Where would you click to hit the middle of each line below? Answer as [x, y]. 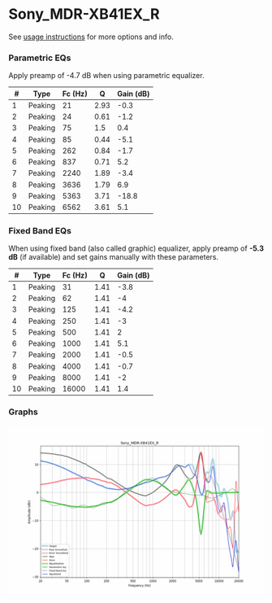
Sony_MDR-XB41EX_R [84, 14]
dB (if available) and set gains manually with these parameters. [114, 257]
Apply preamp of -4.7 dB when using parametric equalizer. [106, 76]
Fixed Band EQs [40, 230]
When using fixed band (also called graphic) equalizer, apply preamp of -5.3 [136, 248]
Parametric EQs [40, 58]
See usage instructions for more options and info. [91, 37]
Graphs [23, 412]
